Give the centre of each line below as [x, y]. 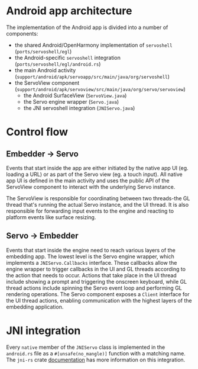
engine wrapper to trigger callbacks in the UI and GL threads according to [96, 269]
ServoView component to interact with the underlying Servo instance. [91, 187]
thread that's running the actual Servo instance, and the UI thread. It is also [98, 204]
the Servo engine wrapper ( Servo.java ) [71, 101]
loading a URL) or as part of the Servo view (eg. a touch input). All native [94, 174]
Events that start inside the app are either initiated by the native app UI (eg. [97, 168]
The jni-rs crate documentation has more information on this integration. [96, 360]
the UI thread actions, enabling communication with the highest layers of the [99, 300]
